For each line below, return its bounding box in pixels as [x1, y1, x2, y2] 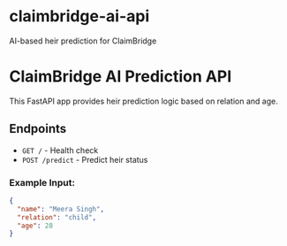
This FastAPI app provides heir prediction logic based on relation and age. [9, 96, 278, 106]
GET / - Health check [21, 144, 99, 156]
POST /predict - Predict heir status [21, 154, 148, 165]
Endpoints [9, 121, 67, 136]
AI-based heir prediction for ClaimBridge [9, 35, 157, 46]
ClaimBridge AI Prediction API [9, 66, 232, 87]
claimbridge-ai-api [9, 6, 150, 27]
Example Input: [9, 176, 75, 188]
